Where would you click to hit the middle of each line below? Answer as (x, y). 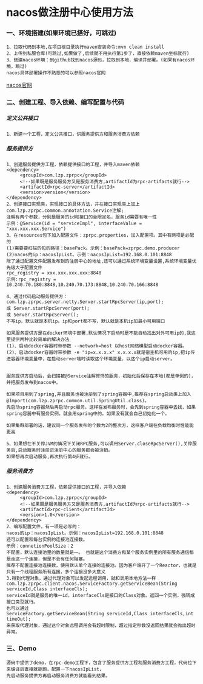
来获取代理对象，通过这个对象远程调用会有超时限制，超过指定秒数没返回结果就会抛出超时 (101, 626)
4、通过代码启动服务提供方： (37, 297)
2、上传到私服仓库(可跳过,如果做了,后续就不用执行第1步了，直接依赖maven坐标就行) (98, 54)
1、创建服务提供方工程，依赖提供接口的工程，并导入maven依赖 (73, 165)
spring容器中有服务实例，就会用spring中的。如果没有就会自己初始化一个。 (88, 414)
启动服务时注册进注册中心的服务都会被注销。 (65, 450)
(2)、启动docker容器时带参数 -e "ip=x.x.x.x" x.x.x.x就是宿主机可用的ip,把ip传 (101, 353)
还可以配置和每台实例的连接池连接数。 (47, 540)
